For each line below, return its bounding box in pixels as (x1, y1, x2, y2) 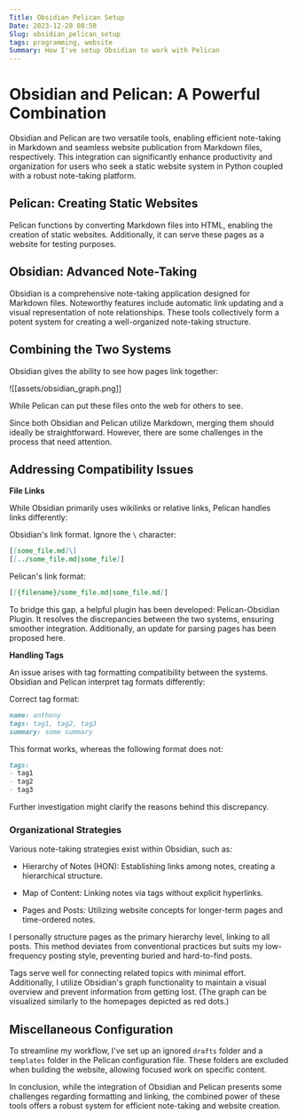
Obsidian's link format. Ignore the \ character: (9, 530, 177, 540)
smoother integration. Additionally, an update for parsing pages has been (9, 623, 277, 634)
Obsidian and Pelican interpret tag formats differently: (9, 676, 206, 687)
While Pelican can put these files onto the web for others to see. (9, 400, 244, 411)
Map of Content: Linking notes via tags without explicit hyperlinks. (21, 888, 264, 899)
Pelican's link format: (9, 571, 86, 582)
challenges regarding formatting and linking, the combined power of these (9, 1091, 281, 1102)
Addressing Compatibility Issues (9, 461, 194, 476)
